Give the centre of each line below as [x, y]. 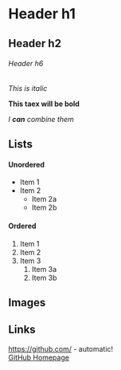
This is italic [28, 88]
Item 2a [44, 199]
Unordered [27, 164]
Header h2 [35, 43]
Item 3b [44, 277]
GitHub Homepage [39, 357]
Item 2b [44, 207]
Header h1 [42, 14]
